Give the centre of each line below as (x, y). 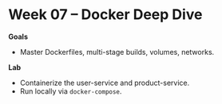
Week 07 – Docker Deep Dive (105, 15)
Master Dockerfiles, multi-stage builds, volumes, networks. (117, 52)
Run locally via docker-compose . (71, 91)
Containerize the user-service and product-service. (105, 83)
